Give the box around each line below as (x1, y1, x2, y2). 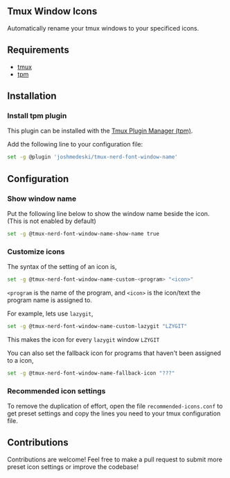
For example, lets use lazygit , (7, 309, 94, 318)
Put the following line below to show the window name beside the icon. (7, 209, 210, 217)
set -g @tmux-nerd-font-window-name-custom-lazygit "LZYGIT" (7, 322, 188, 329)
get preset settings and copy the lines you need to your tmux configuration (7, 409, 221, 418)
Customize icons (7, 247, 65, 256)
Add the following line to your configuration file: (7, 140, 143, 149)
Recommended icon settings (7, 386, 106, 395)
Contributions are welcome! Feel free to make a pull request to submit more (7, 455, 223, 463)
